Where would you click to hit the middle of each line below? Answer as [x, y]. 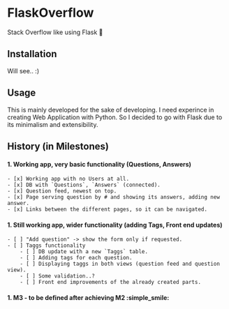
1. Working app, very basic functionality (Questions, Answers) [99, 164]
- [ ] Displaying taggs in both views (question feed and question [120, 264]
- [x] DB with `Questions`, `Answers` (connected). [84, 185]
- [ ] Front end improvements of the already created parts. [110, 282]
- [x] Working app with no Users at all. [68, 179]
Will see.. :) [23, 70]
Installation [32, 54]
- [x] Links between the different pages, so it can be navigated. [108, 210]
